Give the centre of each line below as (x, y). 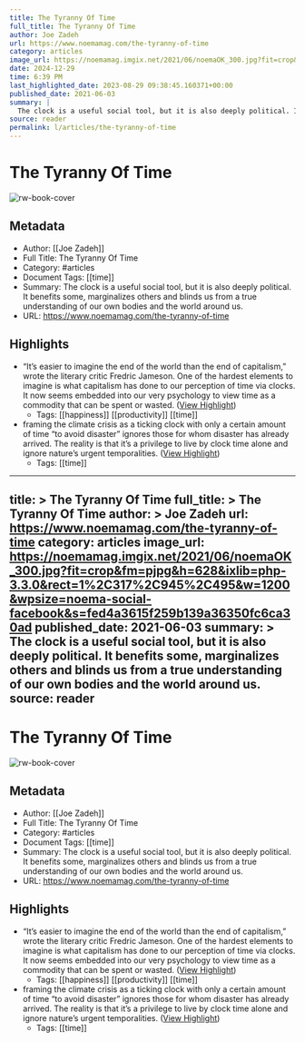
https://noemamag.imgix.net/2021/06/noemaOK (151, 556)
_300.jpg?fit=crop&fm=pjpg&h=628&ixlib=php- (148, 570)
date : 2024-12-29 (42, 69)
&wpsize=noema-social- (81, 599)
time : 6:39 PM (36, 77)
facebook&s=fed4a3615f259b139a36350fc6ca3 (150, 613)
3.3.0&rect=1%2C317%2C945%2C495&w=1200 (150, 585)
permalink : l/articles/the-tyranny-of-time (93, 128)
